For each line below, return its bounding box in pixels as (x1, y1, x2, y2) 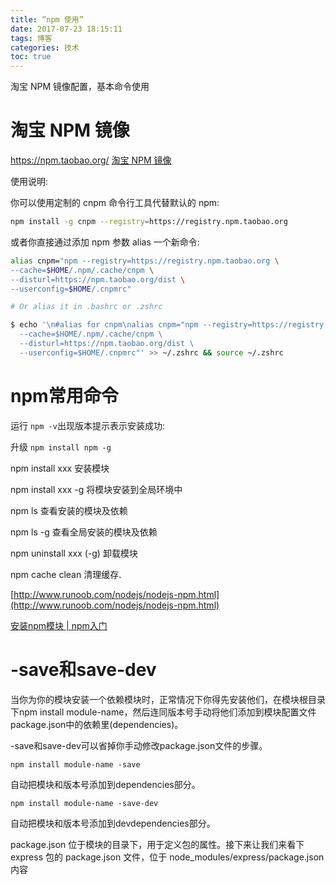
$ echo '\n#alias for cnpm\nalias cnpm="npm (10, 320, 199, 330)
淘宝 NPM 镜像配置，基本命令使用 (10, 81, 150, 93)
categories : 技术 (10, 42, 80, 53)
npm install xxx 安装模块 (10, 462, 110, 474)
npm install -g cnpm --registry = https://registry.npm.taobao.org (10, 217, 288, 227)
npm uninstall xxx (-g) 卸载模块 (10, 547, 138, 559)
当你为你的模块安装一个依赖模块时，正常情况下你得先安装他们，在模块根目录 (10, 693, 326, 705)
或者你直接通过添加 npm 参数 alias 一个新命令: (10, 236, 200, 248)
